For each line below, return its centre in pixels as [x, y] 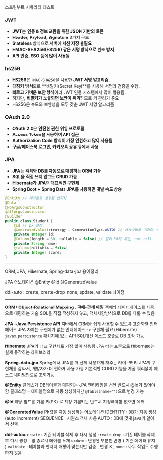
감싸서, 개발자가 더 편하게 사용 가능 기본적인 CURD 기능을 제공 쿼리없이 [85, 369]
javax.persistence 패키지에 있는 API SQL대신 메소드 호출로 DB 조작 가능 [75, 336]
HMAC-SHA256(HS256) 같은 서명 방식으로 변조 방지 [63, 50]
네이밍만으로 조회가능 [34, 375]
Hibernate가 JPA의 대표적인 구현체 [45, 183]
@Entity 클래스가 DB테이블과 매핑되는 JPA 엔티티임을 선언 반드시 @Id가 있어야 [80, 385]
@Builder [14, 216]
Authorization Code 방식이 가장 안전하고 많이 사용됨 [62, 140]
